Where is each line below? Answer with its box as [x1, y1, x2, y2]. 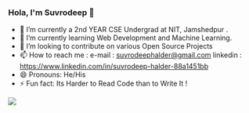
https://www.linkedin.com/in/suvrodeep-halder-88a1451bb [19, 62, 209, 71]
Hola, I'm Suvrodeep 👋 [8, 7, 95, 18]
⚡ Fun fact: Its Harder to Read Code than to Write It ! [19, 78, 188, 89]
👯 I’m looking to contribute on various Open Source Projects [19, 42, 213, 51]
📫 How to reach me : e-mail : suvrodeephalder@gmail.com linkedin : [19, 50, 243, 60]
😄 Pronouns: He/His [19, 70, 86, 79]
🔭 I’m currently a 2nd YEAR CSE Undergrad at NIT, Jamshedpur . [19, 25, 229, 35]
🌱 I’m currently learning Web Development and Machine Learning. [19, 33, 233, 42]
